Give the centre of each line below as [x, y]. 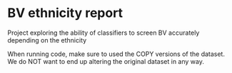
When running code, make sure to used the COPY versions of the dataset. [116, 54]
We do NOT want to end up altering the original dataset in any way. [106, 61]
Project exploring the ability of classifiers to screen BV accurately [104, 33]
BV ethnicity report [65, 13]
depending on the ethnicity [47, 40]
